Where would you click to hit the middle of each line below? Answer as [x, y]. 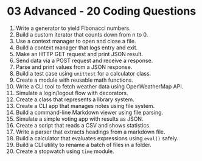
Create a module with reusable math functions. [74, 80]
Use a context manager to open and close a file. [76, 41]
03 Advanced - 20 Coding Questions [102, 11]
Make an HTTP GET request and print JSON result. [79, 54]
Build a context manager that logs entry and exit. [77, 48]
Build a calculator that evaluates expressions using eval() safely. [97, 138]
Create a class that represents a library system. [75, 99]
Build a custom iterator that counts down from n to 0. [82, 34]
